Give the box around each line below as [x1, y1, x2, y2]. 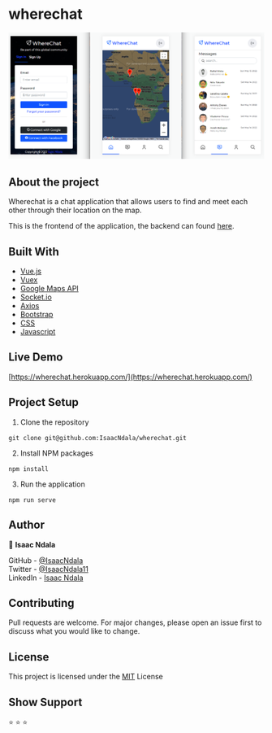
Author [8, 518, 45, 532]
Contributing [8, 596, 75, 610]
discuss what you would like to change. [8, 626, 140, 636]
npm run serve [8, 495, 57, 504]
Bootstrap [19, 310, 54, 320]
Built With [8, 245, 59, 259]
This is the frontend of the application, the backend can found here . [8, 221, 235, 231]
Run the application [19, 479, 85, 489]
